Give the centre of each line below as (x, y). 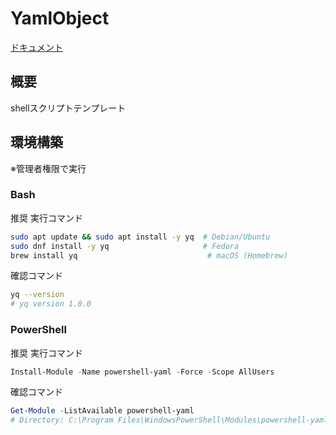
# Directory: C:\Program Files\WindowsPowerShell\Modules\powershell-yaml (169, 420)
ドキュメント (36, 47)
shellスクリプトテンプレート (68, 108)
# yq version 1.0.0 (51, 304)
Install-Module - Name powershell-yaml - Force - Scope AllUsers (142, 372)
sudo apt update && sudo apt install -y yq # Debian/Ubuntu (140, 237)
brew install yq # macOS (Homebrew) (149, 255)
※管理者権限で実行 (48, 168)
